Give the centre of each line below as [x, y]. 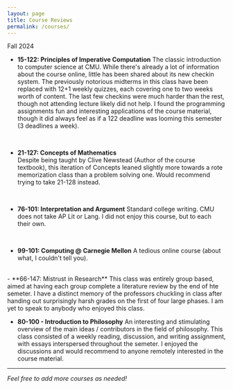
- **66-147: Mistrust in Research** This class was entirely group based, [111, 279]
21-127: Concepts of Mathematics [67, 153]
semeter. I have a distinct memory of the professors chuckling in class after [115, 294]
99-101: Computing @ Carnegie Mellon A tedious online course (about [119, 251]
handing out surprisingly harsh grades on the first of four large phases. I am [115, 301]
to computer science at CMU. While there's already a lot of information [118, 67]
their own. [32, 224]
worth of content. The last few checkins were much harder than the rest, [121, 96]
